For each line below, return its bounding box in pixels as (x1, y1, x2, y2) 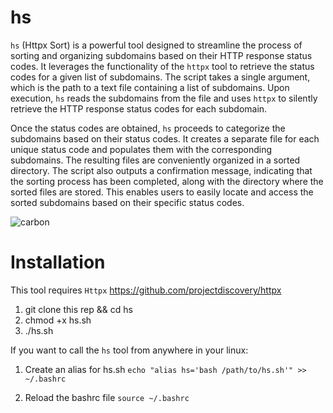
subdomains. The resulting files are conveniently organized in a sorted (10, 154, 301, 166)
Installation (10, 251, 106, 274)
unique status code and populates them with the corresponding (10, 143, 273, 155)
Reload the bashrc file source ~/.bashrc (24, 391, 190, 403)
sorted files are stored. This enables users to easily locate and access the (10, 186, 314, 198)
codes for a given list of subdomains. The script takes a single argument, (10, 71, 311, 83)
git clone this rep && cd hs (24, 303, 133, 315)
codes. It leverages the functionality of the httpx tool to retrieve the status (10, 60, 315, 72)
